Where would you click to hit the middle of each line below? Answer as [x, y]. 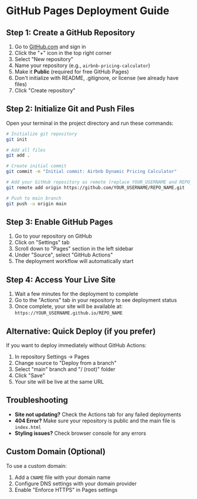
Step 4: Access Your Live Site [61, 280]
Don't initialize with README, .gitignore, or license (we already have [96, 78]
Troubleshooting [37, 400]
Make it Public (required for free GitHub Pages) [72, 71]
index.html [28, 427]
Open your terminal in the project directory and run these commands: [90, 123]
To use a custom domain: [37, 465]
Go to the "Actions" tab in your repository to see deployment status [96, 300]
